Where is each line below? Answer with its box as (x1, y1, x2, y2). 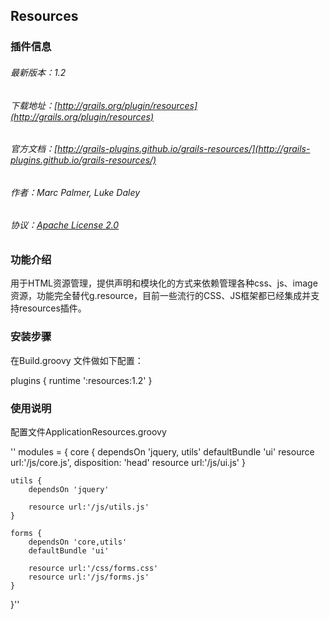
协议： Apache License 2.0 (10, 219, 120, 231)
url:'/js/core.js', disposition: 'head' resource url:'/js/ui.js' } (10, 456, 246, 468)
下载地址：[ (10, 99, 58, 111)
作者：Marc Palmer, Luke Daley (10, 186, 141, 198)
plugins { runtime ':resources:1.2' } (10, 374, 153, 386)
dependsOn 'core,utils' (28, 537, 128, 547)
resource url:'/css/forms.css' (28, 563, 159, 573)
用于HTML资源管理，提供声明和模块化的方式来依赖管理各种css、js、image (10, 277, 318, 289)
